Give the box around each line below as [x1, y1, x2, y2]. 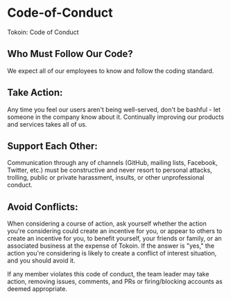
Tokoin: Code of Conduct [7, 28, 79, 36]
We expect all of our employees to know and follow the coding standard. [7, 66, 214, 74]
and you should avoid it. [7, 256, 76, 265]
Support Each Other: [7, 140, 99, 152]
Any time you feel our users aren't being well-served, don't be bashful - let [7, 105, 221, 113]
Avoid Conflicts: [7, 200, 78, 213]
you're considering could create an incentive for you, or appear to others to [7, 227, 223, 235]
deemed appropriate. [7, 285, 68, 293]
